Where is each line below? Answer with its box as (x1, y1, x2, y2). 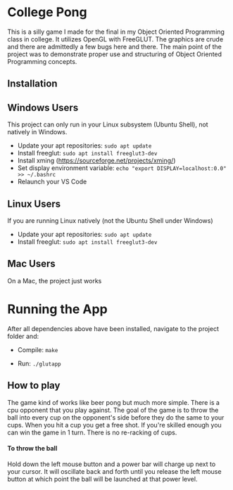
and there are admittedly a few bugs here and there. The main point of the (7, 42, 222, 51)
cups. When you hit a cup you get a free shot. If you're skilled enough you (7, 420, 222, 429)
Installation (7, 78, 58, 90)
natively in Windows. (7, 128, 68, 136)
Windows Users (7, 101, 79, 113)
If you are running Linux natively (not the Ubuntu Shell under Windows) (7, 216, 213, 225)
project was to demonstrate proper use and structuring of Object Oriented (7, 50, 222, 58)
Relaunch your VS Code (17, 177, 87, 186)
